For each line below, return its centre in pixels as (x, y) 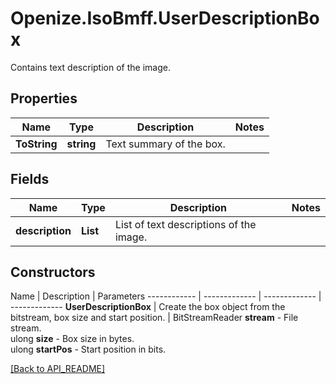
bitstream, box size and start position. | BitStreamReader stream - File (154, 318)
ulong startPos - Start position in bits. (88, 349)
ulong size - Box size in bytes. (72, 339)
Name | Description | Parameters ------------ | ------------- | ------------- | (166, 296)
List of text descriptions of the (185, 224)
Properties (44, 98)
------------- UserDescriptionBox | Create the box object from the (148, 307)
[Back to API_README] (58, 369)
